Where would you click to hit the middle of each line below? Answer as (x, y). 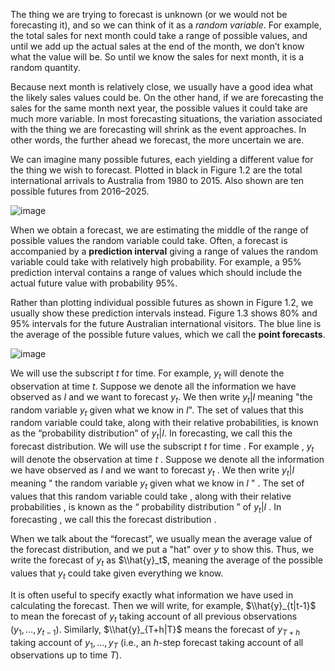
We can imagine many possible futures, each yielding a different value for (162, 159)
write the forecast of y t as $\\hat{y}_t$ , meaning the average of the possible (167, 561)
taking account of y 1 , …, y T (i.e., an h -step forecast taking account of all (157, 643)
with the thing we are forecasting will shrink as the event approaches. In (158, 129)
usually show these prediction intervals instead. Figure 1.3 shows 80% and (164, 313)
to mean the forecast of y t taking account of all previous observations (154, 617)
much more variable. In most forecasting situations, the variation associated (166, 118)
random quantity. (45, 67)
